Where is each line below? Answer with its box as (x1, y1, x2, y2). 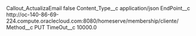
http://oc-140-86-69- (6, 11, 59, 18)
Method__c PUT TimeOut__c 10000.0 (6, 24, 97, 31)
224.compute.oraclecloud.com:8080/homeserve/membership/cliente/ (6, 17, 179, 25)
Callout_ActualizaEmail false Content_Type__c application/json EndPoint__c (6, 5, 191, 11)
